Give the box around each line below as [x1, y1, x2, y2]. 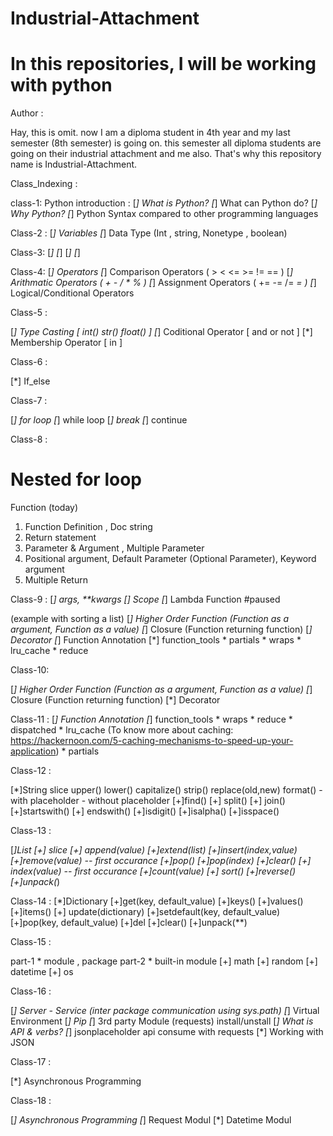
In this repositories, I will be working [10, 53, 317, 76]
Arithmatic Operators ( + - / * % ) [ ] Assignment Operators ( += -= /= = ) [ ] [10, 277, 317, 289]
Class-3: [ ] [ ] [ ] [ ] [10, 247, 81, 259]
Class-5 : [10, 307, 48, 319]
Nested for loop [10, 468, 142, 491]
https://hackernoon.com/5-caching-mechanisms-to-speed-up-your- [10, 735, 294, 747]
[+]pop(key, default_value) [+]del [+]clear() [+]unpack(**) [10, 917, 248, 929]
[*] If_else [10, 375, 51, 387]
